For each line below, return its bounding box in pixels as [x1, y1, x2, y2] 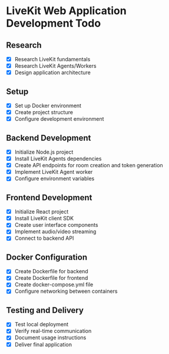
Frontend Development [6, 193, 92, 203]
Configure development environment [14, 115, 104, 123]
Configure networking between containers [14, 287, 118, 295]
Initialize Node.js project [14, 148, 74, 156]
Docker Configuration [6, 252, 87, 262]
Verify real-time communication [14, 327, 92, 335]
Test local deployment [14, 321, 69, 328]
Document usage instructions [14, 334, 87, 341]
